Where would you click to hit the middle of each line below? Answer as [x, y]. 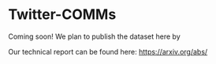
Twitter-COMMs [62, 15]
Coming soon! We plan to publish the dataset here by [95, 36]
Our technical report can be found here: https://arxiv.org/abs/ [108, 51]
